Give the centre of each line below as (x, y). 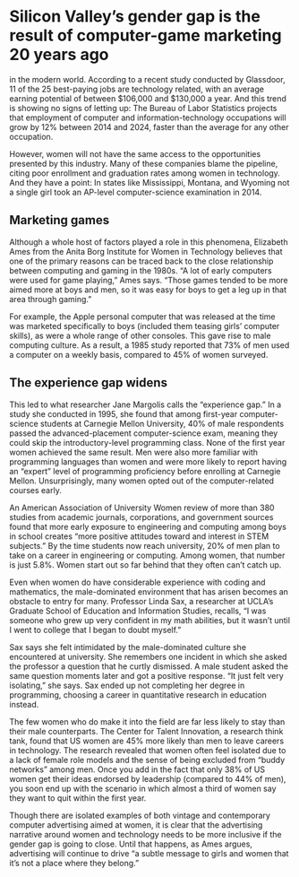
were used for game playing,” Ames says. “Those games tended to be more (149, 280)
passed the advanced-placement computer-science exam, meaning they (144, 433)
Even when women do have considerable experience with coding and (137, 582)
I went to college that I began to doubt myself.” (95, 630)
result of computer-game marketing (145, 35)
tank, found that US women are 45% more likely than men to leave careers (147, 741)
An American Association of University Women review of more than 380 (142, 508)
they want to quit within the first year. (78, 798)
